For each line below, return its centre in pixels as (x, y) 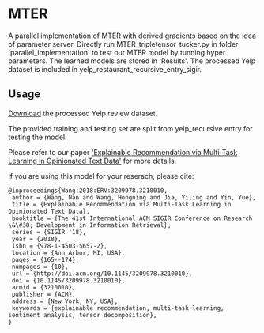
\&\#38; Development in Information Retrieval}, (90, 225)
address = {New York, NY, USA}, (65, 301)
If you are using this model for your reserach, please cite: (101, 176)
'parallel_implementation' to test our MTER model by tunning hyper (117, 52)
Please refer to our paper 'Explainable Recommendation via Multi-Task (123, 152)
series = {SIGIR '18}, (49, 232)
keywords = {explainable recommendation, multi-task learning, (118, 308)
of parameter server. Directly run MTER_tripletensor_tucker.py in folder (123, 44)
